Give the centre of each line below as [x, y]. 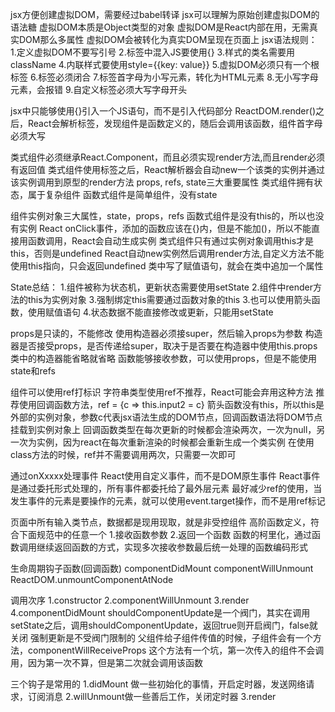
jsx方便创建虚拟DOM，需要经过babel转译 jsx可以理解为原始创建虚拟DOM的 [165, 14]
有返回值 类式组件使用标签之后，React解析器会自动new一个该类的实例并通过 [168, 169]
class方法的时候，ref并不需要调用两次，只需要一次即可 [123, 454]
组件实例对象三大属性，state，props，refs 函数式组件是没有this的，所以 [158, 216]
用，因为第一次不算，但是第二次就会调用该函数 [106, 662]
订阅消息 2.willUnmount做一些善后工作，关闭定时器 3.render [152, 696]
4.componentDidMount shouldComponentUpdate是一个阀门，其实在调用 [160, 612]
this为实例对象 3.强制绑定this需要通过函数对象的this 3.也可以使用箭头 [169, 299]
